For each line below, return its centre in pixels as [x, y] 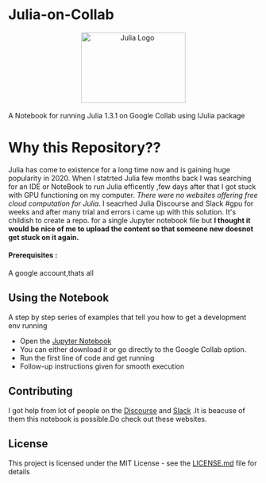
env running [28, 325]
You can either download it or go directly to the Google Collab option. [133, 349]
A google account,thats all [51, 273]
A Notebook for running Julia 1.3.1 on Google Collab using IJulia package [127, 115]
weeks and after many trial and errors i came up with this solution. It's [122, 211]
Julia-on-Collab [61, 15]
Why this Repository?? [85, 148]
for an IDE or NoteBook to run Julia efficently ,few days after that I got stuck [132, 186]
